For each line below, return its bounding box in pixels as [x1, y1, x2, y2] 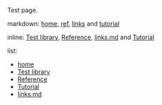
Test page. [7, 6, 38, 14]
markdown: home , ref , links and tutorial [7, 20, 120, 27]
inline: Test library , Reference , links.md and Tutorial [7, 33, 155, 41]
